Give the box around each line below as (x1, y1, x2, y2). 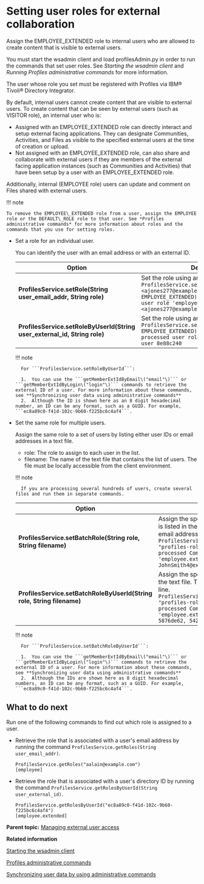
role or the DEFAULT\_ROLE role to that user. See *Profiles (6, 216, 165, 222)
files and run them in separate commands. (15, 491, 124, 497)
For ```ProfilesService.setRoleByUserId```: (21, 365, 135, 372)
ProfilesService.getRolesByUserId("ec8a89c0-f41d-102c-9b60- (15, 802, 174, 808)
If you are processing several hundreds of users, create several (21, 485, 192, 491)
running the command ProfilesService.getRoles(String (15, 743, 157, 750)
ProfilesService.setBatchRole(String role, (18, 533, 140, 542)
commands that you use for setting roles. (6, 226, 115, 233)
